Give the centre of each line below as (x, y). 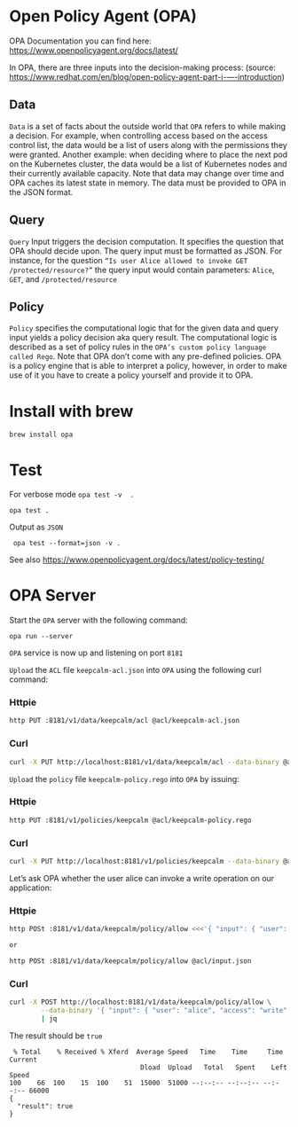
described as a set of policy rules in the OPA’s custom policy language (138, 347)
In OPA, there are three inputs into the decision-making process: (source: (143, 67)
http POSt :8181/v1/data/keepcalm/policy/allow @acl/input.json (130, 961)
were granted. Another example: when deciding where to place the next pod (149, 154)
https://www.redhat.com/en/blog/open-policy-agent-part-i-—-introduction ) (147, 76)
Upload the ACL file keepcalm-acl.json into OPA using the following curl (135, 670)
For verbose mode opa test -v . (72, 495)
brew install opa (41, 435)
